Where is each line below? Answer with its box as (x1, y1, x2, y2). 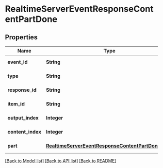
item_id (7, 101, 25, 107)
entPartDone (5, 14, 58, 25)
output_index (7, 115, 39, 121)
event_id (7, 59, 28, 65)
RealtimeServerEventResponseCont (5, 3, 154, 15)
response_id (7, 86, 37, 93)
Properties (5, 33, 38, 41)
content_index (7, 129, 41, 135)
